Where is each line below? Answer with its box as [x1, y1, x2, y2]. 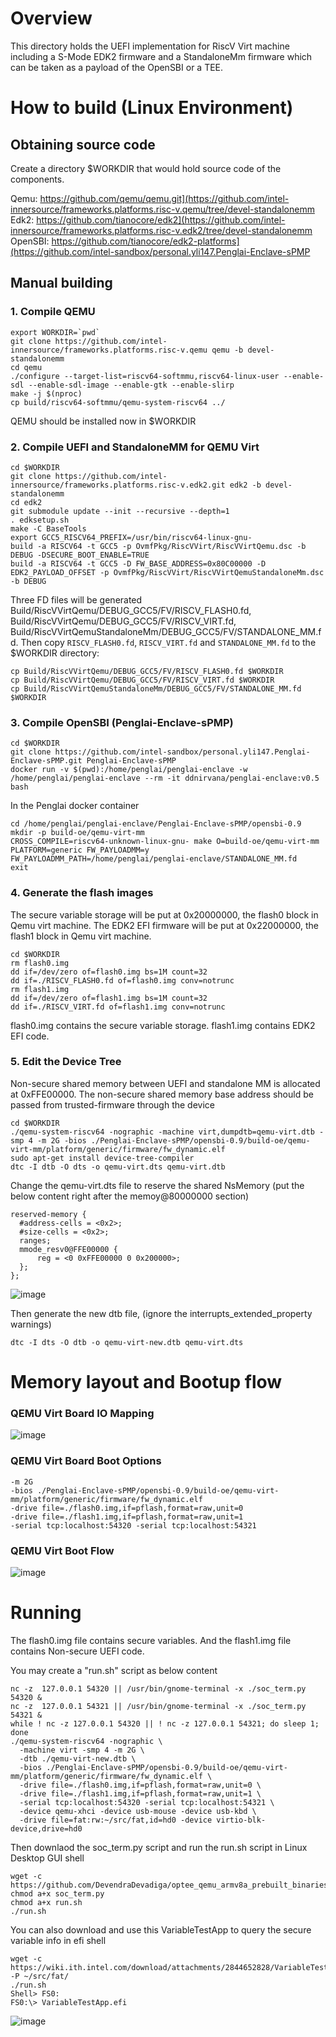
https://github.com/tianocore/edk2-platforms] [51, 235, 240, 247]
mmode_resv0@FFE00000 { [19, 1244, 118, 1254]
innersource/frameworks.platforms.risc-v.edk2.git [10, 480, 226, 490]
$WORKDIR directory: [10, 647, 100, 659]
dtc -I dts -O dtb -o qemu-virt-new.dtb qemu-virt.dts [10, 1337, 244, 1347]
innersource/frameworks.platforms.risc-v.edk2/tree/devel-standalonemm [10, 224, 313, 236]
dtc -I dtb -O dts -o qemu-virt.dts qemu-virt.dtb [10, 1162, 226, 1172]
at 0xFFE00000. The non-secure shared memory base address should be [10, 1088, 314, 1100]
